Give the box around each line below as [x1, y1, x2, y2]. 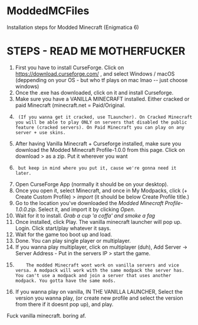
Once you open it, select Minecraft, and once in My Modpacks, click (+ [15, 187, 188, 194]
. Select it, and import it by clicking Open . [35, 206, 136, 213]
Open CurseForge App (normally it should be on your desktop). [15, 180, 169, 187]
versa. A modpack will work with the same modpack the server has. [15, 267, 184, 273]
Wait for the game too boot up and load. [15, 230, 113, 238]
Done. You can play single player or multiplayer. [15, 237, 131, 244]
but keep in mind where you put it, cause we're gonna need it [18, 165, 177, 171]
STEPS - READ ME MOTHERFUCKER [6, 44, 186, 58]
